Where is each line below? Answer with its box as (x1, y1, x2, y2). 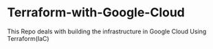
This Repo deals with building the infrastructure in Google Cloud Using (7, 27, 207, 35)
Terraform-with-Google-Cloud (7, 5, 186, 20)
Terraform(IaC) (7, 34, 49, 42)
